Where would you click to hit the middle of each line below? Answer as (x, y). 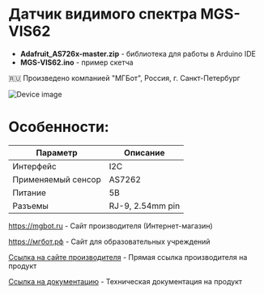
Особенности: (59, 127)
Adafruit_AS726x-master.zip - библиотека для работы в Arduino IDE (138, 53)
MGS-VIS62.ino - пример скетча (77, 62)
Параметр (57, 152)
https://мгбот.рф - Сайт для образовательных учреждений (109, 241)
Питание (29, 193)
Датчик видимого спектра (103, 14)
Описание (145, 152)
